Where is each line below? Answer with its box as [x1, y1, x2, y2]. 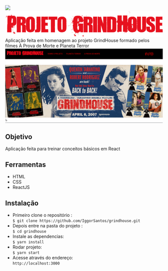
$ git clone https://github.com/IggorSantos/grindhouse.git [12, 218, 140, 223]
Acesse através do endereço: [12, 255, 73, 261]
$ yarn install [12, 240, 44, 245]
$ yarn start [12, 250, 40, 255]
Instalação [5, 199, 39, 207]
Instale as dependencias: [12, 233, 64, 239]
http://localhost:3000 [12, 261, 60, 266]
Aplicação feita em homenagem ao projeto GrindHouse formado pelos [5, 38, 150, 44]
